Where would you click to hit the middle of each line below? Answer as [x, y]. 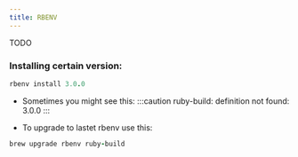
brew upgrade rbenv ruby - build [67, 144]
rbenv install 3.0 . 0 [48, 84]
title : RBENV [33, 17]
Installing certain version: [66, 66]
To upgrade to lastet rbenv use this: [87, 127]
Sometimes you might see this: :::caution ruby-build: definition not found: [156, 101]
